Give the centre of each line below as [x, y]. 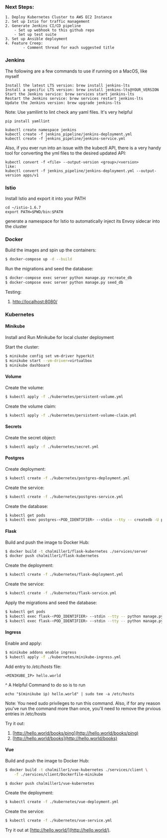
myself [12, 76]
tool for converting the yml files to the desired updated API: [66, 153]
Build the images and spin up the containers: [51, 250]
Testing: [13, 292]
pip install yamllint [28, 121]
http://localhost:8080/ [35, 301]
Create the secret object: [31, 437]
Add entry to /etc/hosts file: [33, 667]
